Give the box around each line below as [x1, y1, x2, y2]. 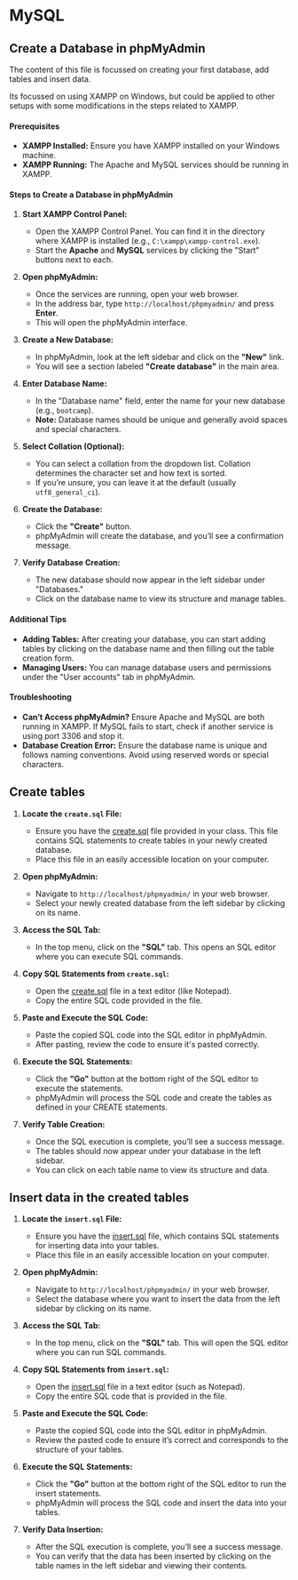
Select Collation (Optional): [21, 441, 125, 452]
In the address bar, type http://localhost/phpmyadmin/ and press [35, 299, 275, 309]
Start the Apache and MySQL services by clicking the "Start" [35, 245, 260, 256]
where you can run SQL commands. [35, 1347, 167, 1358]
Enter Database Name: [21, 379, 108, 389]
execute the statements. [35, 1082, 124, 1094]
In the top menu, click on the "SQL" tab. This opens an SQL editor [35, 942, 277, 952]
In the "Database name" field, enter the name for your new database [35, 396, 286, 406]
